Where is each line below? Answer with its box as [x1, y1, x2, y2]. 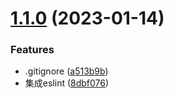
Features [10, 43, 55, 57]
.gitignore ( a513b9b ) [24, 65, 109, 77]
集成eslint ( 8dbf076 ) [24, 77, 110, 89]
